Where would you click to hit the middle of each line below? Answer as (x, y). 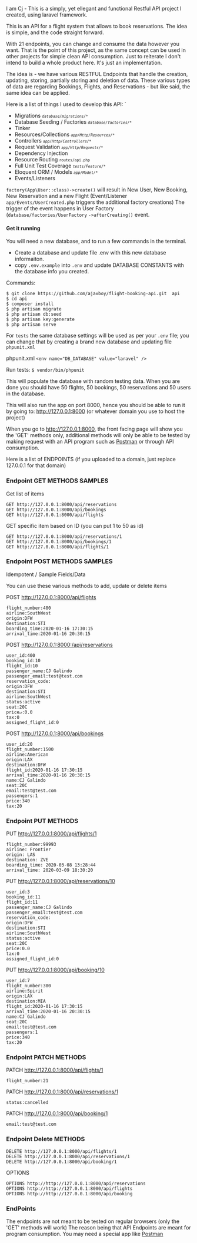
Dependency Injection (41, 153)
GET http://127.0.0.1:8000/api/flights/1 (58, 547)
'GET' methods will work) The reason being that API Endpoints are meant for (98, 1227)
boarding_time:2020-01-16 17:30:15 (50, 629)
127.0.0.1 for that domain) (36, 465)
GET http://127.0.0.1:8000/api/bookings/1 (59, 541)
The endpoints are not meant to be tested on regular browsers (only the (93, 1221)
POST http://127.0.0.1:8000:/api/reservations (59, 644)
